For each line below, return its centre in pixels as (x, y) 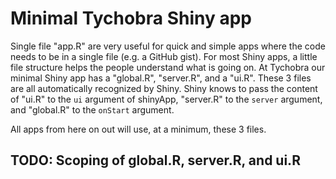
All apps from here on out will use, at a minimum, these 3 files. (138, 129)
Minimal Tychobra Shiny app (131, 18)
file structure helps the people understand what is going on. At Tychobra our (168, 67)
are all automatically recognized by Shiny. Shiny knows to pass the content (164, 88)
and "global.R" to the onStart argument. (92, 109)
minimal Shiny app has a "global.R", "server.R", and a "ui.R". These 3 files (161, 78)
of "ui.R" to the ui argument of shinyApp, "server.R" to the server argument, (166, 99)
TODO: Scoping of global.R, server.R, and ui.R (155, 160)
